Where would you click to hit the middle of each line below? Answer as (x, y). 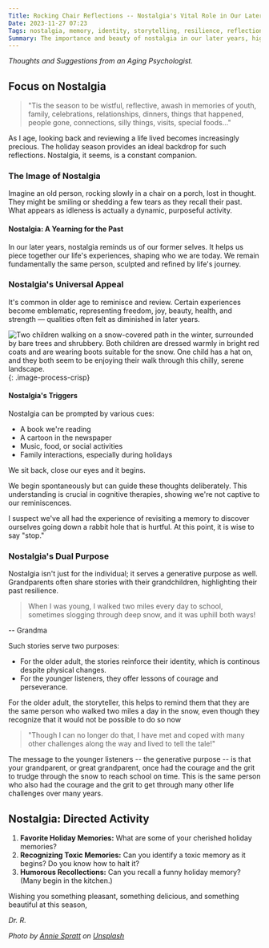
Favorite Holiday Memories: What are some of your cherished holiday (136, 838)
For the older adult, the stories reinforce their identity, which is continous (140, 661)
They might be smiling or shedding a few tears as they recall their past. (125, 202)
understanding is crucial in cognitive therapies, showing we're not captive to (134, 494)
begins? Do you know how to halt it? (80, 864)
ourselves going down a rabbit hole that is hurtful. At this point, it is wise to (131, 527)
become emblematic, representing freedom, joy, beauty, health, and (120, 311)
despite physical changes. (63, 670)
